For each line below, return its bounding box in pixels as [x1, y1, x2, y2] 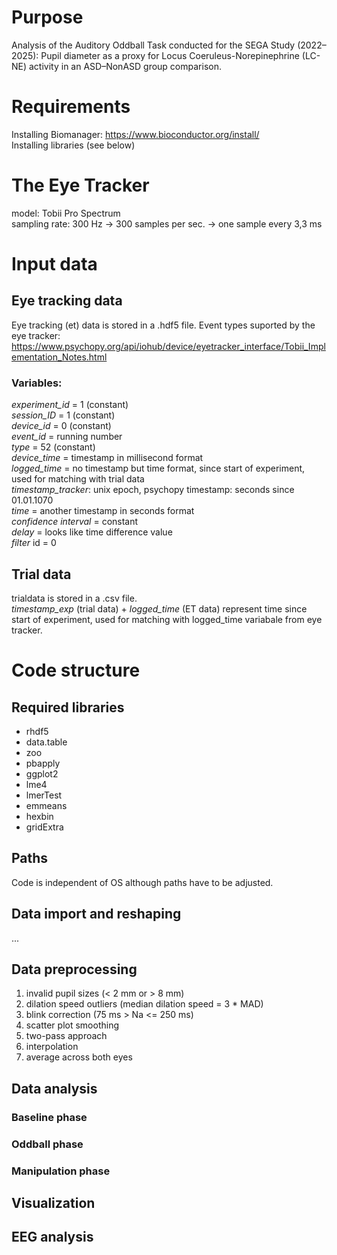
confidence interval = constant [11, 516, 139, 528]
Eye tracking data [11, 292, 123, 310]
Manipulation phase [11, 1164, 111, 1178]
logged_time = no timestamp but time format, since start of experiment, [11, 462, 306, 475]
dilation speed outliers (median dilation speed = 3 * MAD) [25, 998, 264, 1010]
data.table [25, 736, 68, 748]
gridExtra [25, 821, 64, 833]
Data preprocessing [11, 961, 138, 978]
